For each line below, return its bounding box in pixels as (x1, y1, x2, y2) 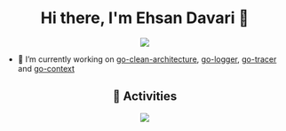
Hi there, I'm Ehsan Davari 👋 (40, 8, 250, 28)
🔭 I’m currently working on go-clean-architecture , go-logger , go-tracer (17, 53, 277, 65)
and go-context (17, 63, 75, 73)
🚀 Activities (112, 89, 178, 104)
